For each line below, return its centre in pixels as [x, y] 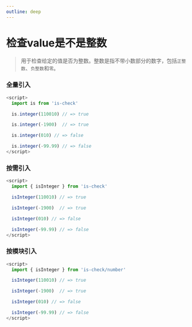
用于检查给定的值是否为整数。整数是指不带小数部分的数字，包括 [99, 61]
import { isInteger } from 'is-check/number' [69, 270]
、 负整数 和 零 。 [42, 68]
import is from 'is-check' [45, 103]
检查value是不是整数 [56, 43]
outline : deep [24, 12]
